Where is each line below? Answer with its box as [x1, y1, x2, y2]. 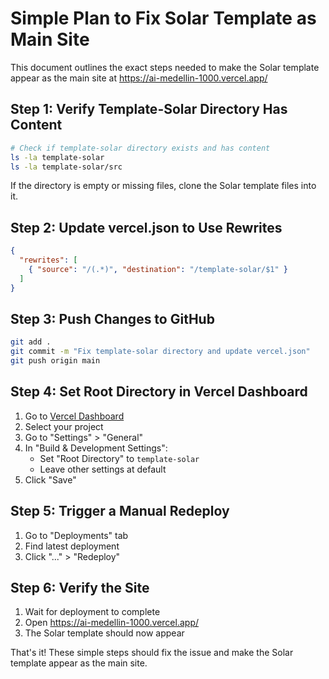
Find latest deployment [24, 540, 120, 552]
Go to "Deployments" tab [24, 529, 129, 541]
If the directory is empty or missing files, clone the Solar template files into [10, 180, 317, 192]
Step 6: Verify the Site [10, 580, 150, 597]
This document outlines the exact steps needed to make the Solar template [10, 61, 320, 73]
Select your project [24, 420, 104, 432]
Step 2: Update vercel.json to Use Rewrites [10, 219, 283, 236]
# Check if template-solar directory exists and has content [10, 143, 271, 153]
